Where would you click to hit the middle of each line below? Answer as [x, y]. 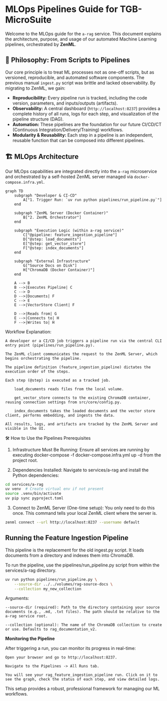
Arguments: [17, 598]
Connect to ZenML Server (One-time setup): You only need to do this [83, 508]
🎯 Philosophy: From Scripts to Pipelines [67, 60]
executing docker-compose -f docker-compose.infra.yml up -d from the [87, 455]
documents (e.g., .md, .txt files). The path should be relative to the [82, 612]
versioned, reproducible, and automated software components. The [75, 77]
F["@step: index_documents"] [53, 248]
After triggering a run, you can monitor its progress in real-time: [70, 648]
